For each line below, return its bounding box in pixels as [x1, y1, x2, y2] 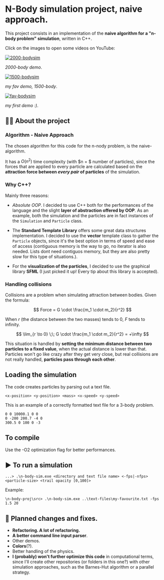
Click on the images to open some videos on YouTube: [5, 45, 115, 51]
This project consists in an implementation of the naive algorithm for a [5, 30, 148, 36]
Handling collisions [5, 280, 52, 287]
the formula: [5, 297, 30, 303]
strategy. [12, 569, 30, 576]
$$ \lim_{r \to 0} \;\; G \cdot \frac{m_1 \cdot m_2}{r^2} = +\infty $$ [16, 331, 149, 337]
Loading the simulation [5, 371, 77, 379]
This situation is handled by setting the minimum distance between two [5, 341, 152, 347]
